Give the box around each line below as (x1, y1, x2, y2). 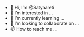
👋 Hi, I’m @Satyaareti (10, 5, 54, 10)
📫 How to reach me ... (10, 26, 58, 32)
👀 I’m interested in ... (10, 10, 53, 16)
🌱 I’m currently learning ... (10, 15, 65, 21)
